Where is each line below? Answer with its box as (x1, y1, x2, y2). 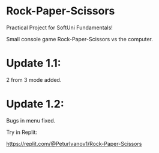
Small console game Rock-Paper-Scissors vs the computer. (6, 35, 153, 42)
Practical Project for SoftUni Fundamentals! (6, 24, 113, 31)
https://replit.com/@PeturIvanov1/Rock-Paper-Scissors (6, 140, 142, 147)
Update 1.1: (6, 57, 61, 70)
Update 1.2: (6, 97, 64, 111)
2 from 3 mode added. (6, 76, 62, 83)
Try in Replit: (6, 128, 38, 136)
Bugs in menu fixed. (6, 117, 56, 124)
